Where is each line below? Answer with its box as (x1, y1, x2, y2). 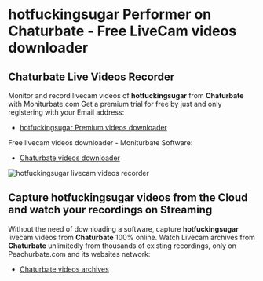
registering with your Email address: (8, 108, 125, 117)
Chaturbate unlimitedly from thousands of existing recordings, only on (8, 241, 237, 250)
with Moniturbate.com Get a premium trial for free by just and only (8, 100, 222, 108)
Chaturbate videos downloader (19, 153, 120, 162)
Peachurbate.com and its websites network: (8, 249, 151, 258)
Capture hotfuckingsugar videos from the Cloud (8, 191, 248, 205)
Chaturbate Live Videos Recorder (8, 70, 175, 83)
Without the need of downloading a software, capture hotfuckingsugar (8, 224, 239, 233)
